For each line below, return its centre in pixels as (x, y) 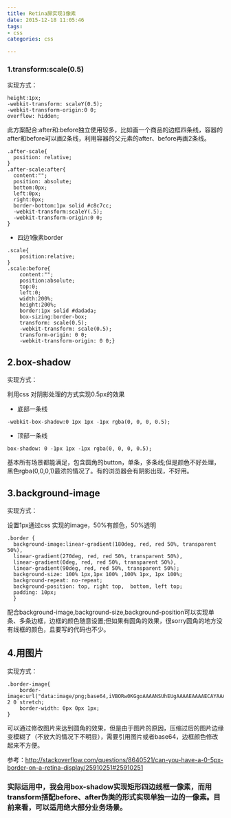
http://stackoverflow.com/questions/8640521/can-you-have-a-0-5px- (124, 759)
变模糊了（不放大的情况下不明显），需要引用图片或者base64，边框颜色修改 (113, 736)
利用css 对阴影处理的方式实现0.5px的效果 (66, 394)
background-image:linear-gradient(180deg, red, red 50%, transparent (115, 544)
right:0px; (29, 200)
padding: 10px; (35, 593)
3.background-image (54, 493)
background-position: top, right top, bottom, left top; (98, 586)
